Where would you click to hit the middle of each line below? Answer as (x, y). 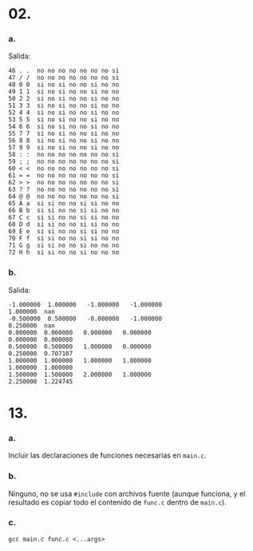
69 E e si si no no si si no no (64, 232)
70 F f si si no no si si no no (64, 239)
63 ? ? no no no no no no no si (64, 190)
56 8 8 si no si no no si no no (64, 141)
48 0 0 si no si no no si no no (64, 85)
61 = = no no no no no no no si (64, 176)
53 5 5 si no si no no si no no (64, 120)
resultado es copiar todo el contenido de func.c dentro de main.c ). (118, 502)
